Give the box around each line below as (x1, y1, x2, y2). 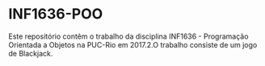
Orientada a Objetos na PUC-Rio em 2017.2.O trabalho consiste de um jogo (8, 39, 258, 49)
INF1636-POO (8, 5, 103, 23)
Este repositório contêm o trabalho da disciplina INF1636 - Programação (8, 31, 249, 41)
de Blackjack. (8, 48, 53, 58)
